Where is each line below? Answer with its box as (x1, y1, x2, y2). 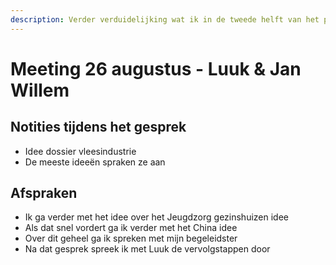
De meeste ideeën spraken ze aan (24, 156, 166, 168)
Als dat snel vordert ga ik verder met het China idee (24, 222, 238, 234)
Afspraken (10, 185, 78, 202)
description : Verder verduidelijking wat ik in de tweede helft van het (10, 14, 320, 25)
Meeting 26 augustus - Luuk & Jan (10, 57, 302, 80)
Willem (10, 79, 70, 101)
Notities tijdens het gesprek (10, 119, 187, 136)
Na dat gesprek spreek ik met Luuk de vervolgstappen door (24, 243, 271, 255)
